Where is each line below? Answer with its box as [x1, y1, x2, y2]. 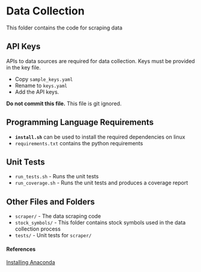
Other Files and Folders [6, 196, 95, 207]
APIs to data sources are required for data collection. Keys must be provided [6, 57, 195, 64]
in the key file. [6, 64, 41, 71]
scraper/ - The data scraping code [14, 213, 101, 220]
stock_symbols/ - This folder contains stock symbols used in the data [14, 219, 186, 226]
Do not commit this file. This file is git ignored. [6, 100, 122, 107]
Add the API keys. [14, 88, 59, 95]
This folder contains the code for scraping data [6, 24, 123, 31]
